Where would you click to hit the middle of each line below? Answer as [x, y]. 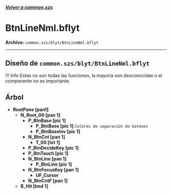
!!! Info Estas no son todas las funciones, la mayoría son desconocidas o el [84, 76]
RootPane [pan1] [30, 110]
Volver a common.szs [29, 7]
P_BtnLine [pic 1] [54, 164]
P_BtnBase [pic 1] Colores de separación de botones [92, 126]
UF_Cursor [47, 175]
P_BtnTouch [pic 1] [48, 153]
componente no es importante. [38, 81]
